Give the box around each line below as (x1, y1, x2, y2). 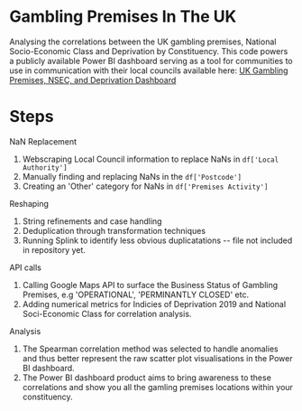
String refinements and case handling (22, 215, 162, 227)
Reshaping (9, 198, 50, 209)
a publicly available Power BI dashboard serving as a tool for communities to (9, 55, 293, 66)
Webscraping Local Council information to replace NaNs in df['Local (22, 154, 279, 164)
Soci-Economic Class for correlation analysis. (22, 308, 192, 319)
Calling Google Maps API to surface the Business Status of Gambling (22, 279, 279, 290)
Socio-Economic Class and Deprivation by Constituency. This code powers (9, 45, 288, 56)
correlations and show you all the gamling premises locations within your (22, 381, 293, 392)
